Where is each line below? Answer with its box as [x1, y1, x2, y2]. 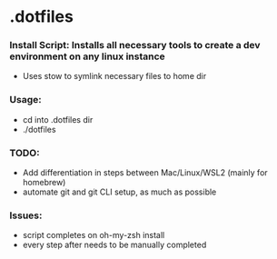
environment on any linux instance [9, 50, 165, 63]
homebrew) [22, 177, 66, 188]
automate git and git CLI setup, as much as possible [22, 186, 217, 197]
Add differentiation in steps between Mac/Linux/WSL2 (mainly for [22, 167, 268, 178]
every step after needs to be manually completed [22, 239, 207, 251]
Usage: [9, 94, 43, 106]
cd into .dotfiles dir [22, 114, 94, 125]
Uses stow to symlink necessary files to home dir [22, 71, 207, 82]
